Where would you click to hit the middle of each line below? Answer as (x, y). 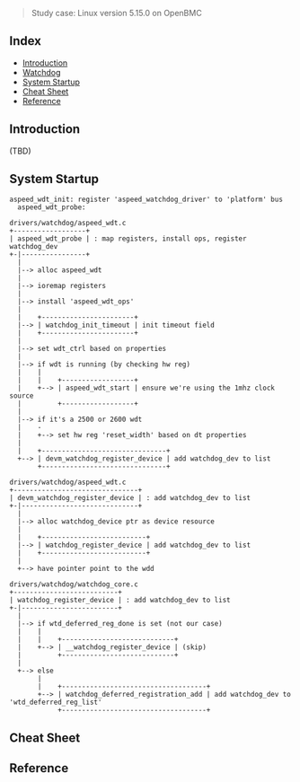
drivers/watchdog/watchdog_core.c (74, 584)
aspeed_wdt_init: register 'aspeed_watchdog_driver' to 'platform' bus (146, 200)
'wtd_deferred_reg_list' (56, 703)
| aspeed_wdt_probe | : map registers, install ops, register (128, 239)
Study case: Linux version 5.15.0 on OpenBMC (116, 13)
